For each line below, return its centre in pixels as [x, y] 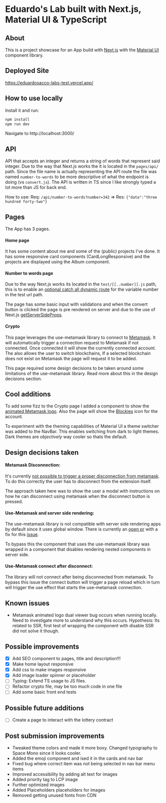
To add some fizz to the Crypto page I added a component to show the [77, 406]
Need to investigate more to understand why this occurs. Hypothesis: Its [86, 620]
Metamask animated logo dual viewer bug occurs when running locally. [85, 615]
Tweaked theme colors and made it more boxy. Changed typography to [85, 748]
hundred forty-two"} [26, 202]
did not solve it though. [36, 631]
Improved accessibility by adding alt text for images [65, 774]
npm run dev [17, 124]
